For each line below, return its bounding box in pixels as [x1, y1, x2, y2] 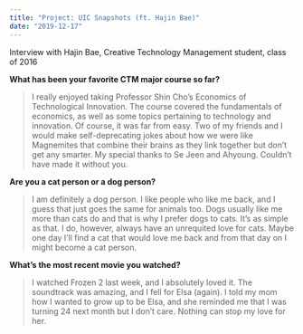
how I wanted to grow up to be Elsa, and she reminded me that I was [31, 296, 287, 307]
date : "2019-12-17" [9, 22, 83, 31]
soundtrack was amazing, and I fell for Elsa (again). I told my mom [31, 286, 278, 297]
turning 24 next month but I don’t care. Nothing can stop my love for [31, 305, 287, 317]
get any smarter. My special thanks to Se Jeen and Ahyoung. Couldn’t [31, 148, 292, 159]
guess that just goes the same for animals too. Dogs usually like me [31, 203, 283, 214]
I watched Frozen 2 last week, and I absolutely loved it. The [31, 277, 253, 288]
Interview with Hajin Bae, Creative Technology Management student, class [9, 46, 287, 57]
